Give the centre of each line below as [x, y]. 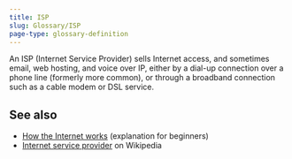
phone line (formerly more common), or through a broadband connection [142, 78]
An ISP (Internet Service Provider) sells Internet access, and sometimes [139, 59]
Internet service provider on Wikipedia [92, 146]
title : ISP [29, 17]
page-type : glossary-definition [69, 34]
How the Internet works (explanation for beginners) [115, 136]
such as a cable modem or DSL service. [82, 87]
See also [33, 114]
